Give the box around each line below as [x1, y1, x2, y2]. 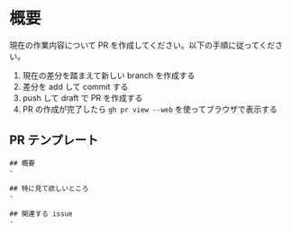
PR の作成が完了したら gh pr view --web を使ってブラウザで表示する [22, 103, 277, 114]
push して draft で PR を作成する [22, 92, 143, 103]
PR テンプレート [9, 132, 99, 148]
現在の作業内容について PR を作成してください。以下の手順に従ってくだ [9, 40, 276, 50]
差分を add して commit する [22, 81, 129, 92]
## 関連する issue [9, 209, 73, 219]
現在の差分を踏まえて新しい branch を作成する [22, 69, 196, 81]
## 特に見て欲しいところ [9, 183, 89, 193]
